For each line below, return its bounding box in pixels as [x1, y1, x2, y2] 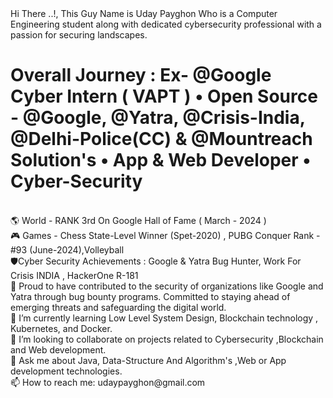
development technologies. [10, 365, 123, 377]
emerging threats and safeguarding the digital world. [10, 301, 227, 313]
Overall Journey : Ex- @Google [10, 64, 272, 87]
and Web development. [10, 343, 107, 356]
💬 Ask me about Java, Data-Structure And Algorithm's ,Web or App [10, 354, 287, 366]
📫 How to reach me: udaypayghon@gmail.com [10, 376, 206, 388]
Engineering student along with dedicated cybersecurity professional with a [10, 18, 322, 30]
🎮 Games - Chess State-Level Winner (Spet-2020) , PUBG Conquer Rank [10, 229, 315, 241]
